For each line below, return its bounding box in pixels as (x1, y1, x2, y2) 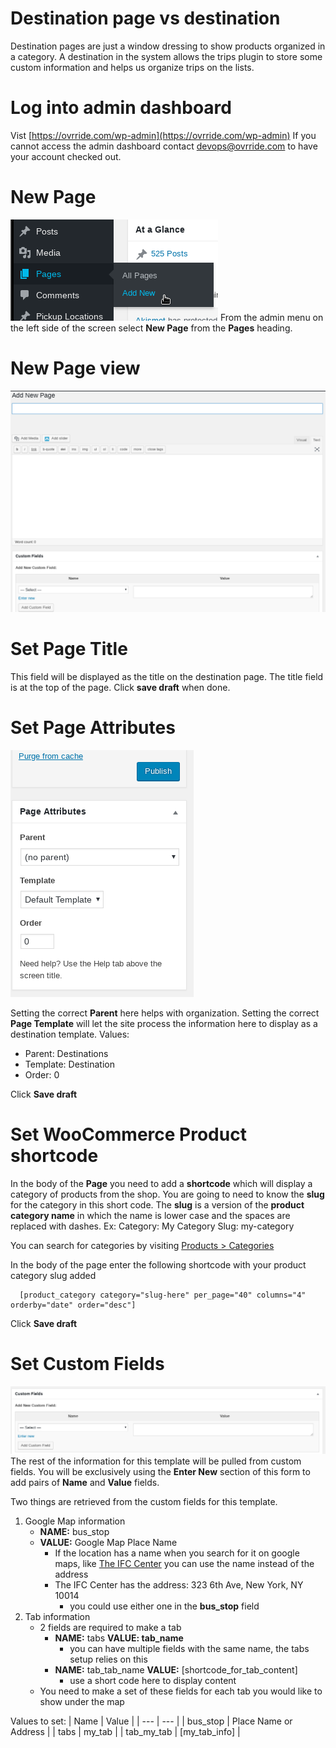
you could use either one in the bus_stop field (69, 1600, 260, 1612)
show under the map (39, 1695, 125, 1707)
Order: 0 (24, 1069, 60, 1081)
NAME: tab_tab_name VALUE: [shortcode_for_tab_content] (54, 1663, 298, 1676)
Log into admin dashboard (10, 97, 232, 119)
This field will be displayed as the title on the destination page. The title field (10, 671, 324, 683)
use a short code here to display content (69, 1674, 237, 1686)
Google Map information (24, 1515, 126, 1527)
